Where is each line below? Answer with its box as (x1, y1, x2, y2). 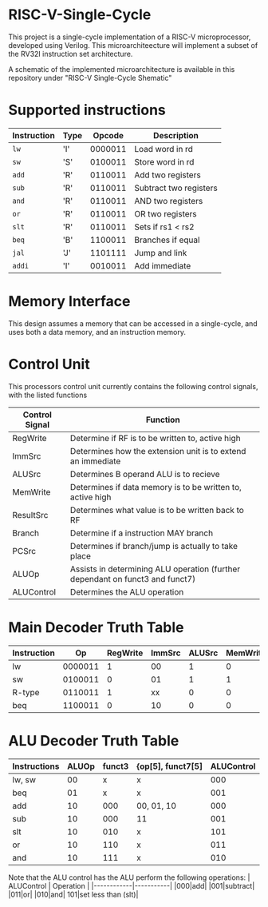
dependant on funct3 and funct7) (70, 573, 196, 584)
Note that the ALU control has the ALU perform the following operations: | (8, 873, 250, 882)
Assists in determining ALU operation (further (70, 563, 241, 575)
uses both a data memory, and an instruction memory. (8, 327, 186, 336)
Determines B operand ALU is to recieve (70, 468, 221, 479)
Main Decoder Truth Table (8, 618, 185, 636)
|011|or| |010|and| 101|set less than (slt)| (8, 889, 139, 899)
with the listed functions (8, 390, 88, 400)
